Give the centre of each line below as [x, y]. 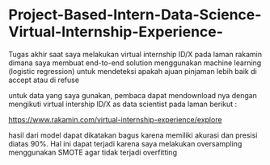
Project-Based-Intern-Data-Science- [135, 15]
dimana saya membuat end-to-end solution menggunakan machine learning [135, 63]
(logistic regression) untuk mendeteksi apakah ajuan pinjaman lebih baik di [133, 71]
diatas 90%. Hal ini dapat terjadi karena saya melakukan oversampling [125, 143]
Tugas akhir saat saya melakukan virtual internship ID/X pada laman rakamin [135, 54]
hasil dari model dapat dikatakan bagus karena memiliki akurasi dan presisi [133, 135]
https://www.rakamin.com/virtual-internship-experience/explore [115, 119]
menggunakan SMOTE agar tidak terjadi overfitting [93, 152]
